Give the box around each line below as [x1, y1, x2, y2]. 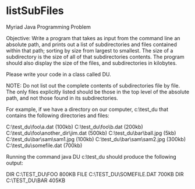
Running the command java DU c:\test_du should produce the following [6, 153, 176, 160]
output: [6, 159, 23, 166]
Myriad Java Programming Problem [6, 23, 91, 30]
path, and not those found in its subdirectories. [6, 94, 118, 101]
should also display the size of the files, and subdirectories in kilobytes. [6, 60, 178, 66]
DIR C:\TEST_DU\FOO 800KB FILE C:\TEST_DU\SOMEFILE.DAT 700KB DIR [6, 170, 185, 177]
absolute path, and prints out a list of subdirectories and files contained [6, 41, 178, 48]
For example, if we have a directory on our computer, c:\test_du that [6, 106, 169, 113]
